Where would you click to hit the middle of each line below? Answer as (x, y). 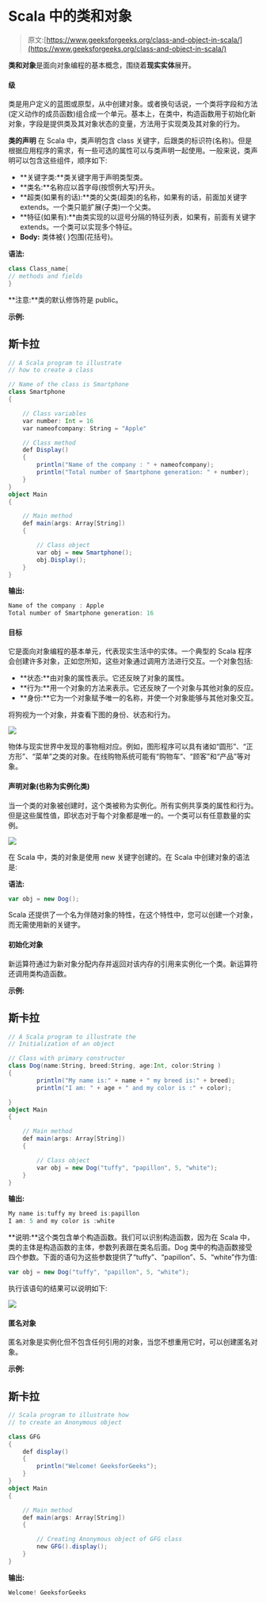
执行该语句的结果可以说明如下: (58, 1288)
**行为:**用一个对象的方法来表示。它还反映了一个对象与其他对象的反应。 (139, 688)
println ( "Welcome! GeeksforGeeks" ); (97, 1466)
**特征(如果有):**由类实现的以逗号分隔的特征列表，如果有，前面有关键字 (138, 217)
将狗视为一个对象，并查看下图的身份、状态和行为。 (91, 715)
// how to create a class (51, 370)
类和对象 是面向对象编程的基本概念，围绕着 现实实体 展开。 (102, 65)
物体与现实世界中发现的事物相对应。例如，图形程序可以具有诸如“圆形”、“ (127, 746)
